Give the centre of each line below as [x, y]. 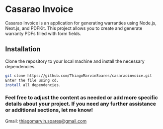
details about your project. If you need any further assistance [81, 104]
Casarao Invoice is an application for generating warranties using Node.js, [81, 23]
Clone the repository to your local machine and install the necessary [75, 61]
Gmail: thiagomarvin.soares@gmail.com [46, 121]
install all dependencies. [33, 85]
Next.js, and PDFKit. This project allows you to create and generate [74, 28]
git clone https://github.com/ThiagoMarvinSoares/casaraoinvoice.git [79, 76]
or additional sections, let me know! [49, 110]
